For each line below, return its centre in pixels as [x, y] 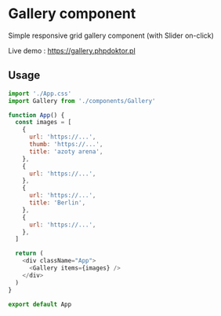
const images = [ [43, 123]
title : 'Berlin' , [57, 203]
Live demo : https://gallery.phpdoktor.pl [72, 50]
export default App [40, 304]
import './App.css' [40, 94]
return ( [29, 254]
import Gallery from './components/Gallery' [82, 101]
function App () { [36, 115]
